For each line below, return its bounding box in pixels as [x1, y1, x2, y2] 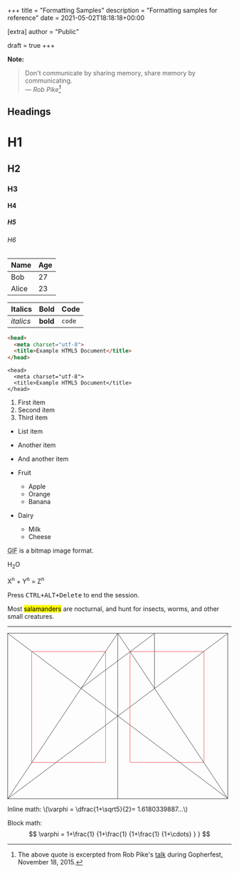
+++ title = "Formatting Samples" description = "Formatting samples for [7, 6, 218, 14]
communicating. [24, 76, 73, 85]
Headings [7, 106, 51, 118]
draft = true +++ [7, 41, 55, 49]
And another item [17, 455, 69, 464]
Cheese [28, 533, 51, 541]
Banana [28, 498, 51, 506]
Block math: [7, 818, 43, 827]
